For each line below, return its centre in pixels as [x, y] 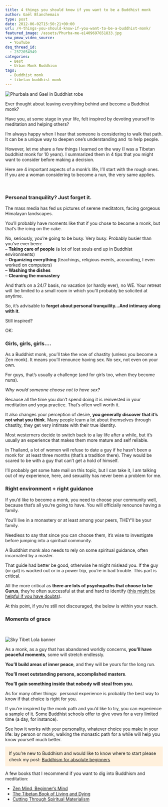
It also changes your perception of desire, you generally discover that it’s [82, 415]
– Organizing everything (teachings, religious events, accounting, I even [80, 260]
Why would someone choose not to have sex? [52, 390]
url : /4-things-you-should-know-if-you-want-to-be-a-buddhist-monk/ [78, 29]
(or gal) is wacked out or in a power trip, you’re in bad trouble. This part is [81, 570]
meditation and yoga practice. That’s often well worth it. [62, 405]
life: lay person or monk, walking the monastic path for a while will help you [82, 734]
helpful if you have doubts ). [33, 596]
